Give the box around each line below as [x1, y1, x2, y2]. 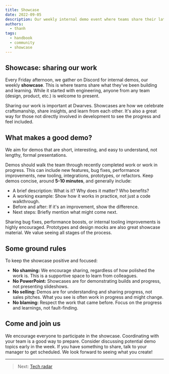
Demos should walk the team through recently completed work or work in [5, 162, 158, 168]
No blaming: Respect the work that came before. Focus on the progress [12, 299, 162, 305]
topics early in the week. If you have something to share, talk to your [5, 343, 147, 349]
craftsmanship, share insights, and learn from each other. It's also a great [5, 108, 157, 114]
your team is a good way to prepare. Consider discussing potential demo [5, 338, 156, 344]
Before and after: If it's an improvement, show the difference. [12, 204, 139, 210]
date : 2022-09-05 [5, 12, 42, 17]
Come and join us [5, 320, 61, 328]
